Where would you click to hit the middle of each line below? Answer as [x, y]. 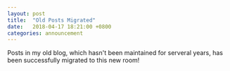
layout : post [26, 14]
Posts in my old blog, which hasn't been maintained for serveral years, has [115, 53]
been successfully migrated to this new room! [74, 61]
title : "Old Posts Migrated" [52, 20]
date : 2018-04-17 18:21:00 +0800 [59, 26]
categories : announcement [45, 33]
